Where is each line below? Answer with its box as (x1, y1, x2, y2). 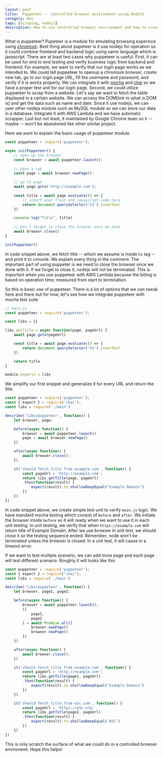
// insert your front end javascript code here (22, 197, 120, 203)
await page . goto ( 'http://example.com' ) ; (14, 184, 97, 189)
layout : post (5, 7, 32, 12)
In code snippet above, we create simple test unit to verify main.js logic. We (5, 507, 157, 513)
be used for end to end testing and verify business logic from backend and (5, 59, 154, 65)
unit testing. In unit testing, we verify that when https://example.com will (5, 522, 149, 528)
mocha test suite (5, 296, 38, 302)
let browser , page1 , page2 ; (14, 589, 70, 594)
